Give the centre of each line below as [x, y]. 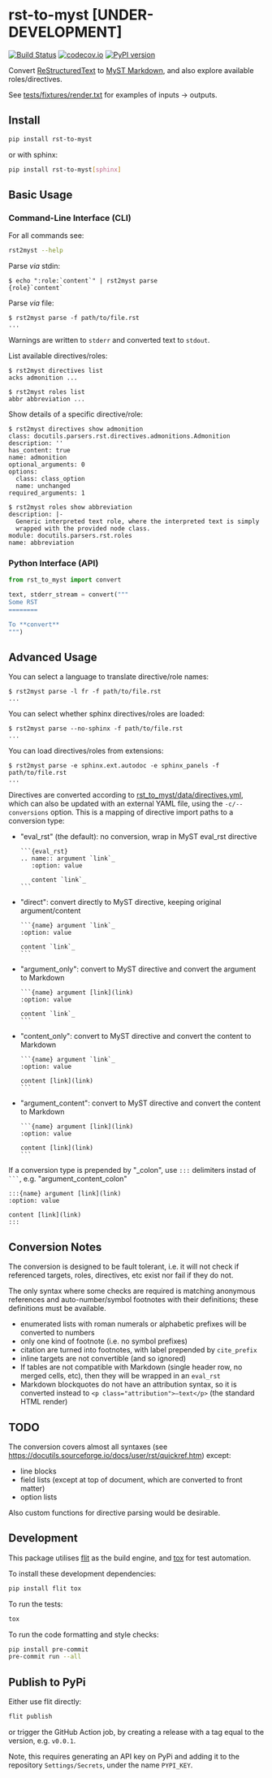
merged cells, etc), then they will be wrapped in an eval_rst [120, 1376]
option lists [39, 1497]
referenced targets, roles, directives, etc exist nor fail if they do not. [121, 1275]
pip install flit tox [45, 1588]
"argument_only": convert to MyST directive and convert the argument [138, 969]
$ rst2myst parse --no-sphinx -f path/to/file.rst [96, 729]
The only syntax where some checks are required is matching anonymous [132, 1291]
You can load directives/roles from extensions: [86, 751]
